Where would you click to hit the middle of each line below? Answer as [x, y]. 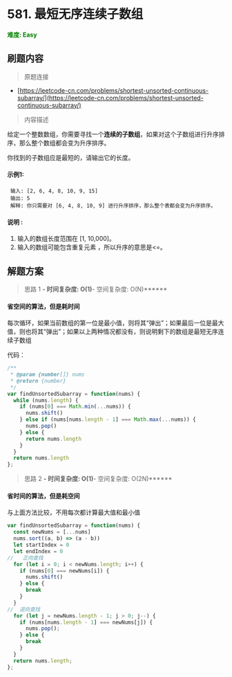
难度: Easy [22, 35]
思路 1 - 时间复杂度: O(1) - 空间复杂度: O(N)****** [96, 289]
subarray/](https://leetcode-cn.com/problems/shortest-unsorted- [110, 98]
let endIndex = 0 [38, 551]
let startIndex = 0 [41, 545]
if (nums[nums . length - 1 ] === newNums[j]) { [86, 622]
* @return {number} [38, 381]
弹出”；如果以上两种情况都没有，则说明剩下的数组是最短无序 [132, 332]
